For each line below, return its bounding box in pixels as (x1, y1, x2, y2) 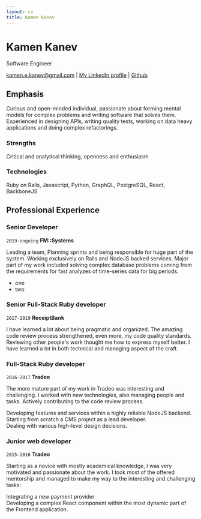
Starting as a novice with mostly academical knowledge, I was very (6, 463, 172, 470)
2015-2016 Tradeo (6, 451, 50, 458)
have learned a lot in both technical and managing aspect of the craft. (6, 344, 179, 352)
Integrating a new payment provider (6, 493, 95, 500)
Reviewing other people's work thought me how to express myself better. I (6, 338, 190, 346)
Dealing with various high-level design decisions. (6, 422, 128, 430)
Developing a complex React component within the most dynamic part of (6, 499, 187, 507)
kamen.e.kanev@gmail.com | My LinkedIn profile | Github (6, 71, 148, 79)
